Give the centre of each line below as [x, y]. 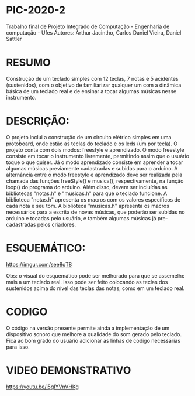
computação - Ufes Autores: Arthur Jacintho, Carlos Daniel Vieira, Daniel [94, 32]
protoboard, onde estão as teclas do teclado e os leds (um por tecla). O [92, 144]
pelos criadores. [57, 224]
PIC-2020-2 [36, 10]
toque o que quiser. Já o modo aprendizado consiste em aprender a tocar [95, 162]
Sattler [14, 39]
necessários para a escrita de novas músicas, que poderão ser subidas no [95, 212]
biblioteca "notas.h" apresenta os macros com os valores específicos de [93, 199]
